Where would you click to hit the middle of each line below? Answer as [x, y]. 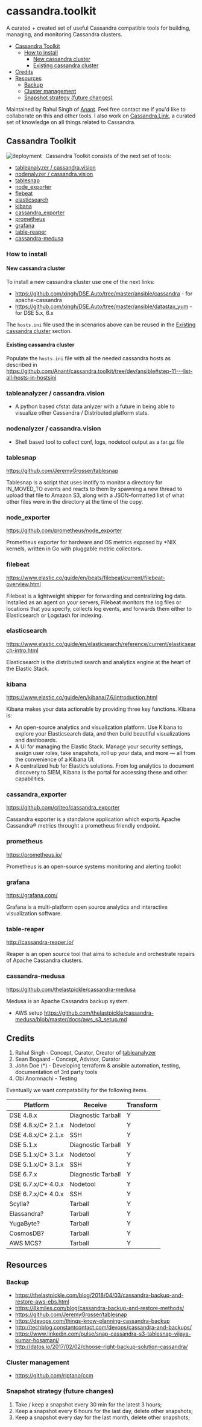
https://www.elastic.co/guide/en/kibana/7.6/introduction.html [82, 697]
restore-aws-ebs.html [42, 1302]
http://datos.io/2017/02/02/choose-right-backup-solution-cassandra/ [101, 1347]
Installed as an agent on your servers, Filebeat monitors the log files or [94, 602]
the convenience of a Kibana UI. [55, 760]
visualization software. [34, 914]
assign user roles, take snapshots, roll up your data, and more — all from [105, 753]
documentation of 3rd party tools [56, 1072]
